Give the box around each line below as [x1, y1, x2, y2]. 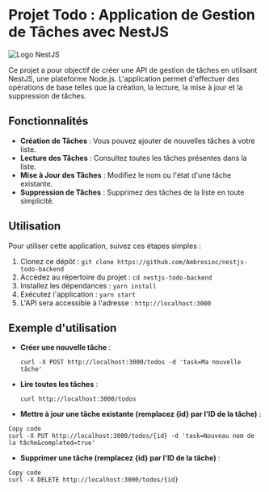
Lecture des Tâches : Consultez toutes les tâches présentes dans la [19, 153, 248, 162]
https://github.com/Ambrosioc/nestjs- [116, 258, 248, 266]
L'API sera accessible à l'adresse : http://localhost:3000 [19, 297, 212, 308]
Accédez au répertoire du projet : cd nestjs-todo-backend [19, 272, 212, 282]
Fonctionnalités [8, 115, 89, 128]
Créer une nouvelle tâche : [19, 343, 111, 352]
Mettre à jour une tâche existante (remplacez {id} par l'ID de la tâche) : [19, 410, 262, 419]
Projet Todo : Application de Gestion [8, 6, 256, 24]
